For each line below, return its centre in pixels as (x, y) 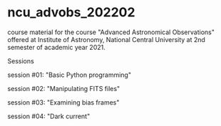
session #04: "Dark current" (49, 116)
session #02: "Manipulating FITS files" (64, 88)
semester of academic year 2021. (56, 47)
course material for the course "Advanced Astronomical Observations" (111, 32)
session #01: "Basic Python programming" (70, 75)
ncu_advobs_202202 (71, 12)
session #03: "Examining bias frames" (63, 102)
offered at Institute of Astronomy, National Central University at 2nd (106, 39)
